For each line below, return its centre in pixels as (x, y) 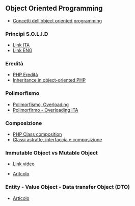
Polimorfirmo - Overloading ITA (45, 110)
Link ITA (21, 45)
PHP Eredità (25, 75)
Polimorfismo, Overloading (41, 105)
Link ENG (22, 50)
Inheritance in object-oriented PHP (49, 80)
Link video (23, 164)
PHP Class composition (37, 134)
